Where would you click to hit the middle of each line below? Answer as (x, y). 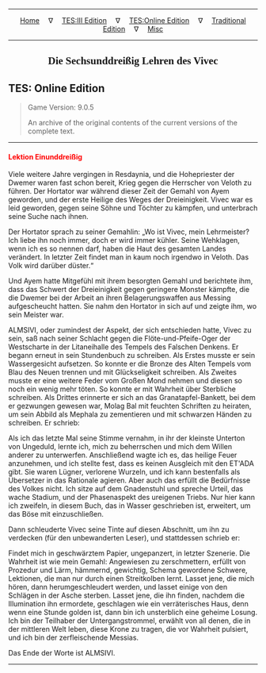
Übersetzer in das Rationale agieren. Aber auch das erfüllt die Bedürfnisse (129, 480)
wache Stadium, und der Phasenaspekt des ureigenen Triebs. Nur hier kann (132, 498)
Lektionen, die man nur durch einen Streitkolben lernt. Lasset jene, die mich (131, 579)
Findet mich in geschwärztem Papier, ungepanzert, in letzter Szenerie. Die (129, 553)
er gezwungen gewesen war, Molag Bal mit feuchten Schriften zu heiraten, (130, 406)
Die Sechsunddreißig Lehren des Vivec (133, 61)
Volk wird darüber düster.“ (51, 266)
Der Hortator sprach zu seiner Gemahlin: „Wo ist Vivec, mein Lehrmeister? (129, 232)
